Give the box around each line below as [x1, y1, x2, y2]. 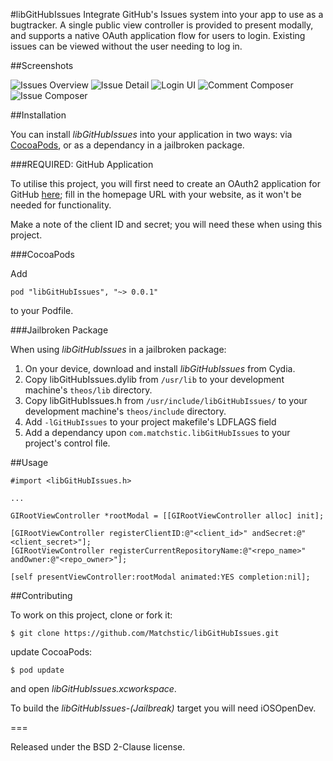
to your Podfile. [10, 305, 74, 316]
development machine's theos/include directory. [24, 405, 227, 417]
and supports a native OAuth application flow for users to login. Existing [10, 30, 306, 41]
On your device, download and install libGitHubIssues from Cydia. [24, 363, 296, 374]
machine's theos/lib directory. [24, 384, 153, 396]
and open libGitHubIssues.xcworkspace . [10, 683, 177, 694]
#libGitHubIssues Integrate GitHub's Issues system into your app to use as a [10, 9, 324, 20]
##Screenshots [10, 60, 74, 71]
